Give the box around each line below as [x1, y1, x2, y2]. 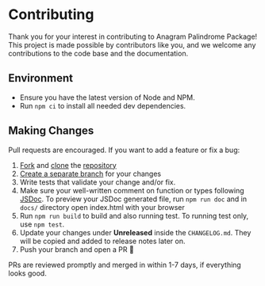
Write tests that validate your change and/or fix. [19, 177, 176, 187]
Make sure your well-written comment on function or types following [19, 185, 244, 195]
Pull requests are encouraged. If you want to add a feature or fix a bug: [8, 145, 240, 154]
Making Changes [8, 124, 94, 138]
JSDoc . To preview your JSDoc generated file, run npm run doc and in [19, 194, 248, 204]
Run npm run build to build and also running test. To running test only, [19, 211, 249, 220]
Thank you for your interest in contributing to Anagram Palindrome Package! [8, 32, 258, 41]
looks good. [8, 268, 48, 278]
